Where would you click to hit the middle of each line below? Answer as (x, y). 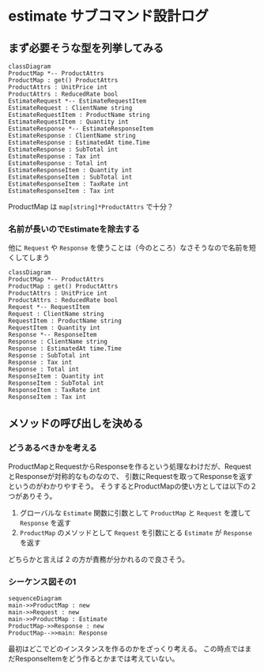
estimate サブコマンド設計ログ (109, 16)
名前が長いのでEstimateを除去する (74, 228)
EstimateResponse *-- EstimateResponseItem (81, 129)
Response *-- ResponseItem (53, 335)
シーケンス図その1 (42, 582)
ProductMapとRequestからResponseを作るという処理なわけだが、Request (130, 466)
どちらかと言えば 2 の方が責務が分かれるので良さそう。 (99, 559)
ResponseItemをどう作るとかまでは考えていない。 (97, 659)
